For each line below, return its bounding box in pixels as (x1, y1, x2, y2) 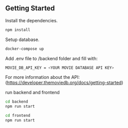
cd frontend (5, 113, 30, 118)
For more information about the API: (5, 74, 80, 80)
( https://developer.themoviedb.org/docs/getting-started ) (5, 79, 123, 86)
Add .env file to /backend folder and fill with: (5, 55, 98, 61)
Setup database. (5, 36, 39, 42)
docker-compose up (5, 46, 44, 51)
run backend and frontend (5, 90, 60, 96)
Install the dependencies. (5, 17, 58, 23)
